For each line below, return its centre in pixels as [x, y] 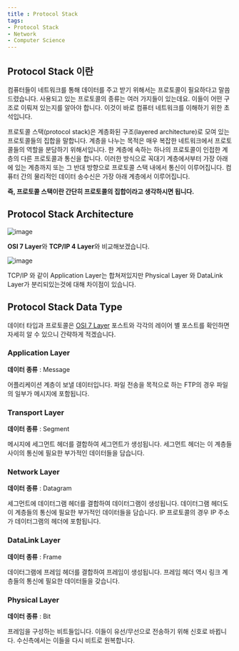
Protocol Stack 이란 [51, 71]
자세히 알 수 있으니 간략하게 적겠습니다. [62, 334]
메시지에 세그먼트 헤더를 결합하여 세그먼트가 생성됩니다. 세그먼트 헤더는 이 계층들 [120, 444]
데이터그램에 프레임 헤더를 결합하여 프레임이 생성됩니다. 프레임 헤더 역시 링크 [114, 572]
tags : [15, 21]
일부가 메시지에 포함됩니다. [52, 393]
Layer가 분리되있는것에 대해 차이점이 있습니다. [72, 284]
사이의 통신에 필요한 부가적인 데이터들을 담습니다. [76, 453]
